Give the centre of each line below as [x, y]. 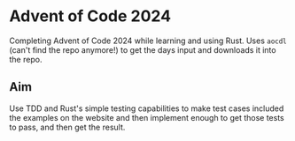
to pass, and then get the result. [67, 127]
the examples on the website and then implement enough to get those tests [147, 117]
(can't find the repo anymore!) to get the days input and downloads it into [143, 49]
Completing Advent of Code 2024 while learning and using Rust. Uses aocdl [148, 41]
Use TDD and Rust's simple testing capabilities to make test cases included [147, 108]
